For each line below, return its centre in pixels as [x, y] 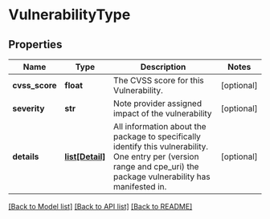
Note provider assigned [158, 103]
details [26, 156]
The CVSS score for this [159, 80]
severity [29, 108]
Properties [35, 45]
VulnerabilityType [70, 15]
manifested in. [140, 187]
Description [163, 67]
